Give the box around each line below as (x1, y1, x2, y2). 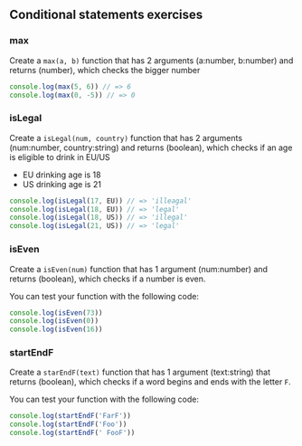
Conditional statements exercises (9, 7, 203, 23)
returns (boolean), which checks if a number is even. (9, 273, 206, 284)
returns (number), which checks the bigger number (9, 64, 201, 75)
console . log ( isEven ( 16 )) (9, 325, 103, 334)
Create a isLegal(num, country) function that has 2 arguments (9, 132, 242, 143)
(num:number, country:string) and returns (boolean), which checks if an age (9, 142, 293, 153)
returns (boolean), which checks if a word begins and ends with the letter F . (9, 376, 291, 387)
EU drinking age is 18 (22, 169, 101, 180)
